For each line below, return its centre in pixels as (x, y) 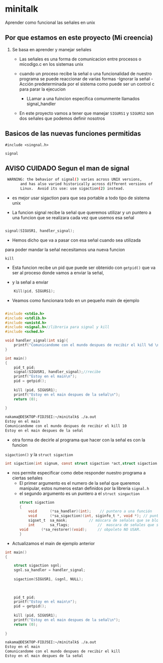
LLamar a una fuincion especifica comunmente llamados (83, 98)
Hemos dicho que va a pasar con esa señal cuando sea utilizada (76, 240)
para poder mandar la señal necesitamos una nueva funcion (65, 249)
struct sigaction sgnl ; (38, 566)
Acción (26, 84)
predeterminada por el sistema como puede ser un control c (95, 84)
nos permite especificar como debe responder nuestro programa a (79, 473)
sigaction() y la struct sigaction (39, 455)
